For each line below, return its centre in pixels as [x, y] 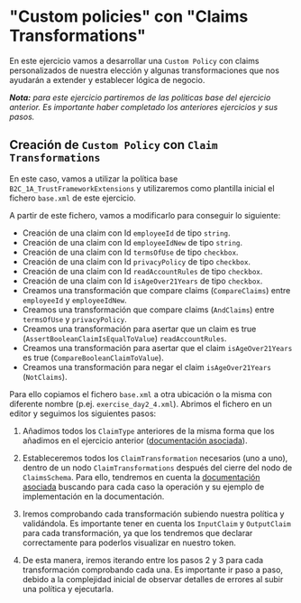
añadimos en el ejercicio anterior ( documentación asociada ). [135, 441]
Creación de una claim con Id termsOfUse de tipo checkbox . [130, 252]
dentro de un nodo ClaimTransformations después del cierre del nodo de [157, 468]
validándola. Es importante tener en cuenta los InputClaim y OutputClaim [156, 523]
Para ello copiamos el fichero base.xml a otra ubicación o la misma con [141, 394]
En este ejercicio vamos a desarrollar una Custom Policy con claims [134, 60]
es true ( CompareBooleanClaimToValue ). [93, 357]
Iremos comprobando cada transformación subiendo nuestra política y [153, 514]
